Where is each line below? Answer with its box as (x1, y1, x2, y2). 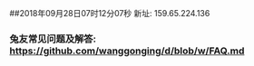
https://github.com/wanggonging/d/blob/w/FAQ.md (9, 44, 245, 57)
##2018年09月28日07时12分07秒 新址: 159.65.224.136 (9, 8, 210, 18)
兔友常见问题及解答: (9, 33, 97, 45)
